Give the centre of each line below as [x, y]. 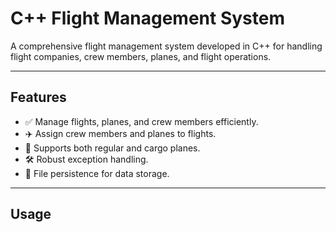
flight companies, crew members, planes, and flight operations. [141, 56]
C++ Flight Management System [148, 18]
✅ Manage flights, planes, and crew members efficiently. [141, 121]
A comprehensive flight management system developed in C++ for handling [166, 46]
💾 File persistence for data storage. [97, 173]
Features [38, 97]
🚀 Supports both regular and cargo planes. [112, 148]
